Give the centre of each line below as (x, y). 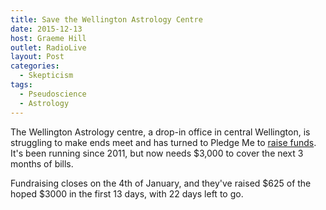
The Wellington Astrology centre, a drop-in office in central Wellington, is (160, 132)
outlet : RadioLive (48, 47)
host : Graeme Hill (48, 38)
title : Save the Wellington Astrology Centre (106, 19)
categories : (35, 66)
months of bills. (42, 163)
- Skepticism (46, 76)
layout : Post (37, 57)
